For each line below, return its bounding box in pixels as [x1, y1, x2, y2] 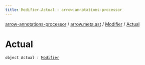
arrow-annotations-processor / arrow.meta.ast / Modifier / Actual [5, 21, 140, 27]
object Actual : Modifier [5, 55, 59, 60]
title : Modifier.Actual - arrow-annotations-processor [5, 7, 122, 12]
